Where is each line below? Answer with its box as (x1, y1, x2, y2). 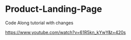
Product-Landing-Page (5, 3, 102, 15)
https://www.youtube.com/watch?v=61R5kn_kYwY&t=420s (5, 29, 126, 35)
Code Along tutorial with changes (5, 20, 73, 26)
